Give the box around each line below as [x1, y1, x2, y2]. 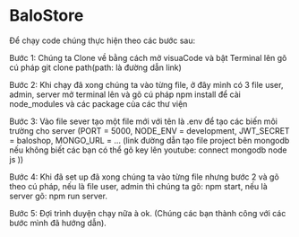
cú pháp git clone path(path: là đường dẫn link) [9, 62, 182, 73]
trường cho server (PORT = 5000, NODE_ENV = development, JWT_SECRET [9, 125, 290, 136]
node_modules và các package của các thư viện [9, 98, 188, 109]
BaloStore [9, 5, 84, 26]
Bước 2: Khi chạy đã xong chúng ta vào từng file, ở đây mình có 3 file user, [9, 79, 284, 90]
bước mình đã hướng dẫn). [9, 217, 107, 228]
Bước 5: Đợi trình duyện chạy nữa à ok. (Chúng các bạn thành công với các [9, 207, 286, 218]
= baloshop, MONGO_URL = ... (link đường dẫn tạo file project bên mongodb [9, 135, 290, 145]
